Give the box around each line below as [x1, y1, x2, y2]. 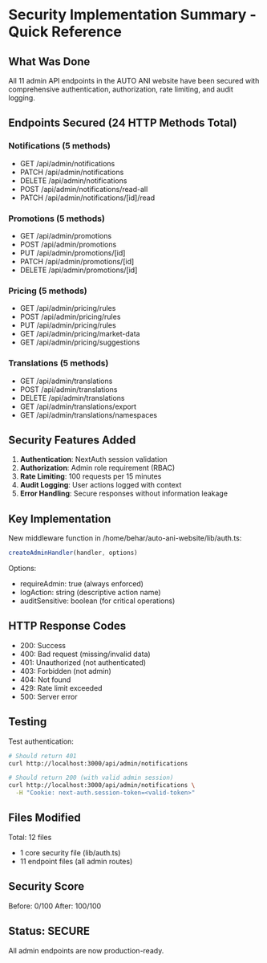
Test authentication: [8, 737, 75, 746]
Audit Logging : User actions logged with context [19, 480, 182, 490]
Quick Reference [8, 22, 123, 41]
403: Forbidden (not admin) [19, 666, 112, 675]
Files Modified [8, 811, 82, 825]
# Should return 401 [8, 752, 78, 760]
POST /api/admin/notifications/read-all [19, 184, 148, 194]
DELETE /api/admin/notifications [19, 175, 127, 186]
